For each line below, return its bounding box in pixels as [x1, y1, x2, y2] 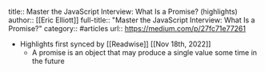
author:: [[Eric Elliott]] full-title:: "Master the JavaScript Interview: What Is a [8, 15, 255, 25]
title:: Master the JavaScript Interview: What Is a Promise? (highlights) [8, 7, 238, 16]
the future [31, 56, 66, 66]
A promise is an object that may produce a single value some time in [31, 48, 258, 57]
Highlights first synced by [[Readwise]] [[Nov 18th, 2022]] [19, 39, 211, 49]
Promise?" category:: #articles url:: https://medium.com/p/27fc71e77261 [8, 24, 247, 33]
